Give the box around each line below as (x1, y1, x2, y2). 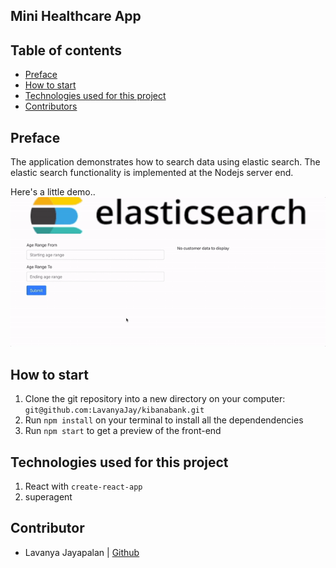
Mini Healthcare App (10, 8, 142, 25)
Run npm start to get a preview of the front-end (24, 425, 222, 437)
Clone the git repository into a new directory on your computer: (24, 393, 286, 405)
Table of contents (10, 42, 122, 59)
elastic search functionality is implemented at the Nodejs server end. (10, 167, 294, 179)
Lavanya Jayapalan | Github (24, 546, 140, 558)
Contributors (24, 100, 78, 113)
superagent (24, 491, 73, 503)
